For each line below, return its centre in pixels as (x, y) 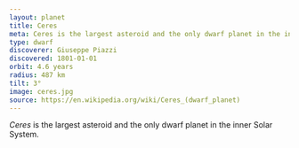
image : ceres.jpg (41, 91)
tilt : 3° (25, 83)
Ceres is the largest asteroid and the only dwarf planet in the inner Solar (141, 125)
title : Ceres (33, 26)
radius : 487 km (37, 75)
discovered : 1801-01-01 (53, 58)
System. (24, 135)
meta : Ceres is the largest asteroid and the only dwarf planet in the (145, 34)
